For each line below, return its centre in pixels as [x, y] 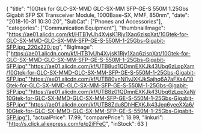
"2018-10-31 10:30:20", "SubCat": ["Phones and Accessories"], [84, 21]
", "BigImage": [77, 47]
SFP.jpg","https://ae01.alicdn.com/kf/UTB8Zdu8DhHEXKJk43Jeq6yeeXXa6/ [100, 104]
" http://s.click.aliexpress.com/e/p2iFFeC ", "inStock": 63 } [77, 124]
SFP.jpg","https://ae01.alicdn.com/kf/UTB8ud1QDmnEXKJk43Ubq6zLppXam [100, 66]
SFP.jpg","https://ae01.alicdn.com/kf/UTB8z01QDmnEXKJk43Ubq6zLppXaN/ [101, 92]
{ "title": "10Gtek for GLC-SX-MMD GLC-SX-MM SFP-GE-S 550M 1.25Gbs [97, 9]
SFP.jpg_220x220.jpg [33, 47]
